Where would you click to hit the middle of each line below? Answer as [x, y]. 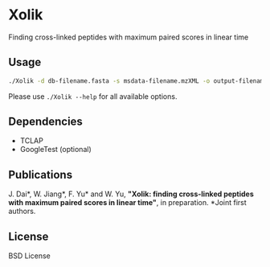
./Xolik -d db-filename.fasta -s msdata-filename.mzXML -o [109, 81]
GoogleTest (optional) [55, 150]
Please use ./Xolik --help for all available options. [93, 96]
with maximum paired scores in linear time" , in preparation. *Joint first [127, 203]
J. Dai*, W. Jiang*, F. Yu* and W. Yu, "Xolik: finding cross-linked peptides [131, 194]
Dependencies [45, 122]
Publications [41, 175]
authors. [22, 212]
